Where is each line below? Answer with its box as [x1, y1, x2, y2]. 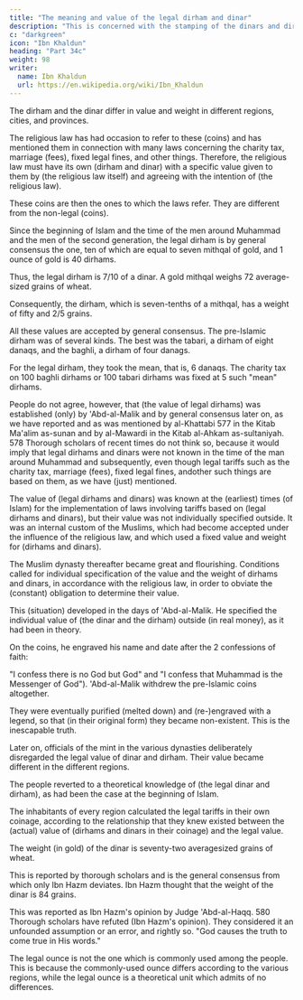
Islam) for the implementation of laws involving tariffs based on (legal [9, 502, 266, 513]
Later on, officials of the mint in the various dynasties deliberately [9, 742, 252, 752]
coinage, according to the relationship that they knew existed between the [9, 815, 285, 827]
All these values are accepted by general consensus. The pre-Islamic [9, 325, 267, 336]
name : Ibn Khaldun [17, 72, 87, 81]
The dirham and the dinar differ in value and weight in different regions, [9, 105, 275, 116]
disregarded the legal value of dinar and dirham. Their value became [9, 752, 264, 762]
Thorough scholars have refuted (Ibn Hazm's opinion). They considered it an [9, 916, 294, 927]
